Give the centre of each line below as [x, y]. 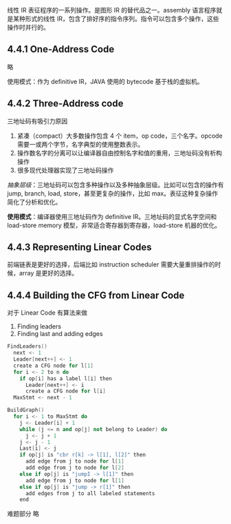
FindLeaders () [27, 346]
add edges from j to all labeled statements [90, 493]
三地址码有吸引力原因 [37, 121]
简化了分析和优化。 [34, 202]
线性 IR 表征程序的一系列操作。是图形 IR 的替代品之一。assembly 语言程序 [112, 10]
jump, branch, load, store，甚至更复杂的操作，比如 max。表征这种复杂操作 [113, 193]
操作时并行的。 [28, 27]
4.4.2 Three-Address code [65, 104]
